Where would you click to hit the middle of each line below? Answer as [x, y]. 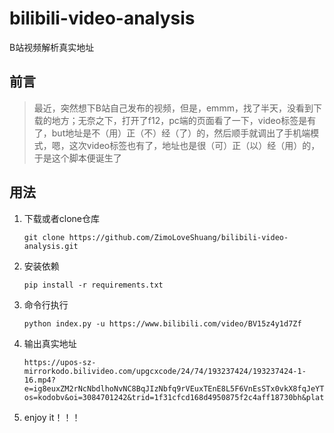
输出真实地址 [50, 343]
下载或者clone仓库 [62, 218]
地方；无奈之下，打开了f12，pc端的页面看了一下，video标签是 [179, 120]
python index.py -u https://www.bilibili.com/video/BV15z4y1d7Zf [162, 323]
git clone [44, 237]
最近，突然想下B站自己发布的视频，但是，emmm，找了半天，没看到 [173, 108]
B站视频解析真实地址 [52, 47]
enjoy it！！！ [52, 417]
